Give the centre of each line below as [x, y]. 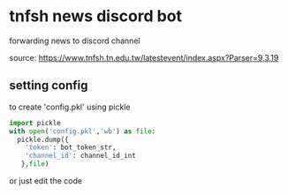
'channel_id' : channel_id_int [81, 156]
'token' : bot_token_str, [71, 147]
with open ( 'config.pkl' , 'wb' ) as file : [83, 131]
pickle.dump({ [43, 139]
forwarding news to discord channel [75, 41]
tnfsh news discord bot [96, 16]
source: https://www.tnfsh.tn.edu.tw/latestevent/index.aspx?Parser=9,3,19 [144, 57]
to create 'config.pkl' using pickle [70, 107]
